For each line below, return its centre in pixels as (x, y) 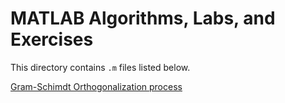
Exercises (52, 39)
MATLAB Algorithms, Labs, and (143, 18)
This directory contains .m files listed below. (100, 67)
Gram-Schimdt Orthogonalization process (96, 86)
